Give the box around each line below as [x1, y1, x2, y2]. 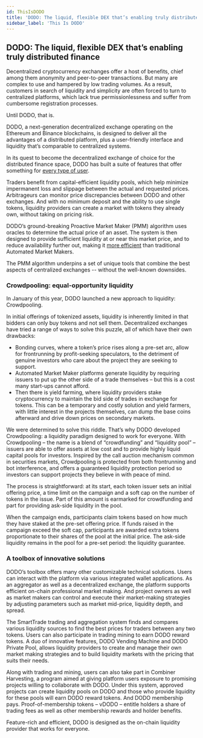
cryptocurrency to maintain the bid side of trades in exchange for [14, 395, 178, 402]
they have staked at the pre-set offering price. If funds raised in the [6, 520, 174, 527]
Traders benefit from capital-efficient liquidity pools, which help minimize [6, 179, 188, 186]
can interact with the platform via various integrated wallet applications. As [6, 574, 192, 582]
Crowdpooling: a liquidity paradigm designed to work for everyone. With [6, 433, 186, 440]
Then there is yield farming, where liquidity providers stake [14, 389, 162, 396]
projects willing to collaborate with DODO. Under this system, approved [6, 681, 184, 689]
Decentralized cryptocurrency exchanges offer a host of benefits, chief [6, 68, 184, 75]
